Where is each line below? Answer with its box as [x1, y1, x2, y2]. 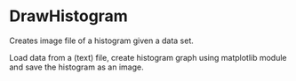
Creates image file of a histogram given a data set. [9, 35, 194, 46]
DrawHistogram [9, 6, 129, 26]
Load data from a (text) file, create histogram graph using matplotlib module [9, 52, 287, 63]
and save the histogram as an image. [9, 62, 144, 72]
